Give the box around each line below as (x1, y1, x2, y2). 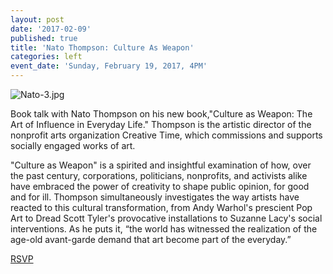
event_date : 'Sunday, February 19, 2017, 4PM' (10, 61, 208, 71)
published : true (10, 33, 78, 43)
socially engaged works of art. (10, 140, 136, 151)
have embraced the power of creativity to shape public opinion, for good (10, 181, 310, 192)
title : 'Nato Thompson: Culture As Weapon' (10, 42, 195, 53)
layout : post (10, 14, 65, 25)
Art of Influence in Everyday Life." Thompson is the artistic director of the (10, 119, 312, 130)
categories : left (10, 52, 83, 62)
